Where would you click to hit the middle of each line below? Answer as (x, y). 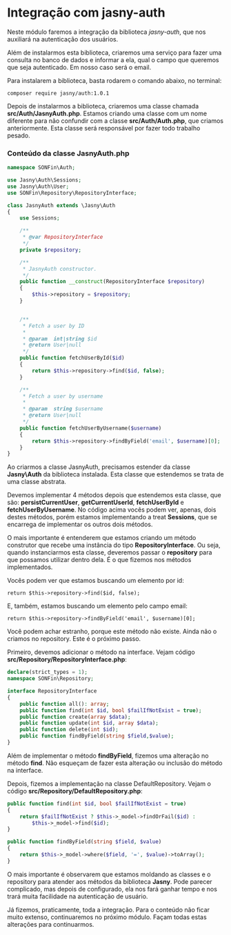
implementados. (30, 567)
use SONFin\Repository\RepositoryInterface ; (72, 193)
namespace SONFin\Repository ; (51, 679)
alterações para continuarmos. (51, 924)
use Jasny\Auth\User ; (38, 186)
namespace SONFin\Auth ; (41, 168)
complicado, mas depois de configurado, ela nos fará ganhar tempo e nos (112, 889)
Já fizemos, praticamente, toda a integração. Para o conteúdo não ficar (109, 909)
